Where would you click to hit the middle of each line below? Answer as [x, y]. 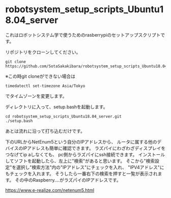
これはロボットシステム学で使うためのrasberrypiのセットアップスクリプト [83, 35]
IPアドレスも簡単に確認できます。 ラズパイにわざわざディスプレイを [94, 148]
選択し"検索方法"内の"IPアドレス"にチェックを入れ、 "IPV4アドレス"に [90, 167]
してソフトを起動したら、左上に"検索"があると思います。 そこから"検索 [80, 161]
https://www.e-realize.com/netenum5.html [50, 190]
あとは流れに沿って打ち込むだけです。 [45, 131]
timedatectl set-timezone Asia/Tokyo [45, 86]
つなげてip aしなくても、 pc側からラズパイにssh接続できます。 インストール [85, 154]
